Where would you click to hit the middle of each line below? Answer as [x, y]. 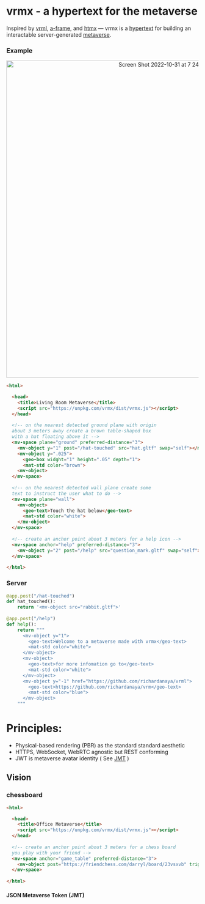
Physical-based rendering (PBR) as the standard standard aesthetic [100, 745]
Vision [19, 778]
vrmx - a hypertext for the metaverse [102, 11]
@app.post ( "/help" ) [31, 619]
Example [20, 50]
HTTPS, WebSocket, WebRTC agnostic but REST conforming [92, 752]
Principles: [34, 728]
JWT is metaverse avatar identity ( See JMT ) [72, 758]
